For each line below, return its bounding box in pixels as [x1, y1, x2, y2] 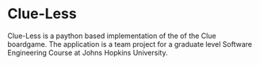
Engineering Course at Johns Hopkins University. [7, 48, 168, 57]
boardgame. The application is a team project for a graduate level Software [7, 39, 253, 48]
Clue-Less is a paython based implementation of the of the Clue [7, 31, 216, 40]
